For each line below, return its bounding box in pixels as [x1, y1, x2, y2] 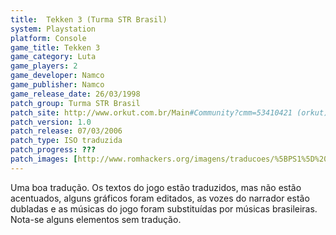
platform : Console [10, 33, 87, 43]
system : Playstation [10, 24, 97, 34]
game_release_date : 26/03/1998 [10, 89, 141, 99]
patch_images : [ [10, 154, 78, 164]
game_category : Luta [10, 52, 97, 62]
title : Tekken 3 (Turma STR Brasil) [10, 14, 168, 25]
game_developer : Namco [10, 71, 105, 81]
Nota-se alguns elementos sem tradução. [10, 213, 182, 225]
